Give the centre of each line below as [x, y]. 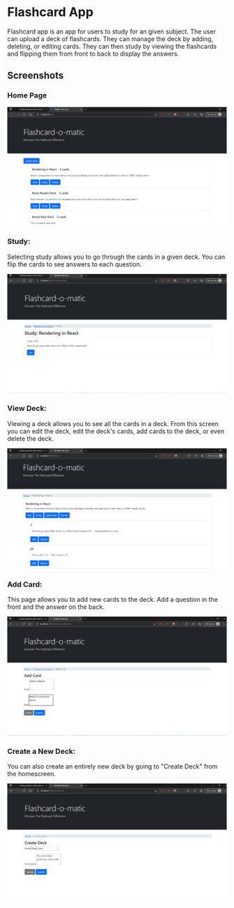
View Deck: [27, 409]
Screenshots [36, 76]
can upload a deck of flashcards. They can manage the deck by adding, [110, 38]
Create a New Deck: [41, 752]
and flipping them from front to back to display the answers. [93, 54]
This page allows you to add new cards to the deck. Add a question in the [112, 600]
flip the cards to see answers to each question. [75, 264]
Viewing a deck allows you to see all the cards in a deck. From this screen [113, 423]
